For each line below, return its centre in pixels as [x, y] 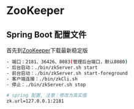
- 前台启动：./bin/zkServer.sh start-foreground [67, 73]
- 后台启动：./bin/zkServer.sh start [52, 68]
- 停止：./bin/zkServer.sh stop [46, 85]
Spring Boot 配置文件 [47, 34]
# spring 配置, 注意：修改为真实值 [47, 96]
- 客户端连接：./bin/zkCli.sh [42, 79]
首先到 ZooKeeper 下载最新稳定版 [47, 50]
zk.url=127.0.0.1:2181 [35, 101]
